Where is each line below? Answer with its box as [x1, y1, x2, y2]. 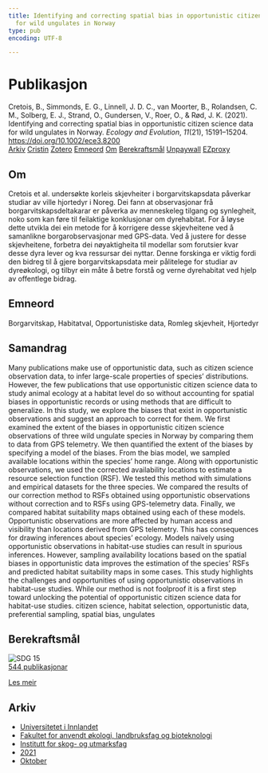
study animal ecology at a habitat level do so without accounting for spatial [8, 388, 254, 398]
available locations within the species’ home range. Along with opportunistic [8, 456, 259, 466]
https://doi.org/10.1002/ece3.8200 [8, 136, 121, 146]
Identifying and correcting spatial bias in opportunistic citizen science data [8, 119, 254, 129]
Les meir [8, 678, 37, 687]
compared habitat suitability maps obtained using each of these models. [8, 507, 246, 517]
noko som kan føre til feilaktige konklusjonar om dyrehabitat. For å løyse [8, 214, 245, 224]
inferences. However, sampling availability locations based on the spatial [8, 550, 247, 559]
